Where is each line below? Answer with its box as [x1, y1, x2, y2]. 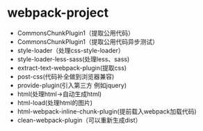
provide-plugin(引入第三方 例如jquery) [17, 81, 127, 89]
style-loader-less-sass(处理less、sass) [17, 54, 130, 63]
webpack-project [7, 5, 109, 21]
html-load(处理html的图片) [17, 98, 92, 107]
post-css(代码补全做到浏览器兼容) [17, 72, 115, 81]
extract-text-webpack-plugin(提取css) [17, 63, 127, 72]
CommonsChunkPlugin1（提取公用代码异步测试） [17, 37, 159, 46]
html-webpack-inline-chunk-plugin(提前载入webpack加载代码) [17, 107, 197, 116]
